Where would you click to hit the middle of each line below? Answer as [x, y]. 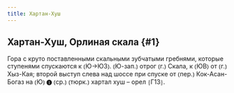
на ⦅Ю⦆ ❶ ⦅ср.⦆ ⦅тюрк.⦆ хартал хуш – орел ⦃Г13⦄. [95, 82]
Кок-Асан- [212, 74]
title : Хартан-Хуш [34, 14]
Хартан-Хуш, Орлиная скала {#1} [83, 42]
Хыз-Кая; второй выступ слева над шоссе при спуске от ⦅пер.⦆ [101, 74]
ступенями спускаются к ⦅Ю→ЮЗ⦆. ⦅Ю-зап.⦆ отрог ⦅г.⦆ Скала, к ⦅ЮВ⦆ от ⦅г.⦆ [117, 66]
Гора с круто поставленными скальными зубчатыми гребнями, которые [115, 59]
